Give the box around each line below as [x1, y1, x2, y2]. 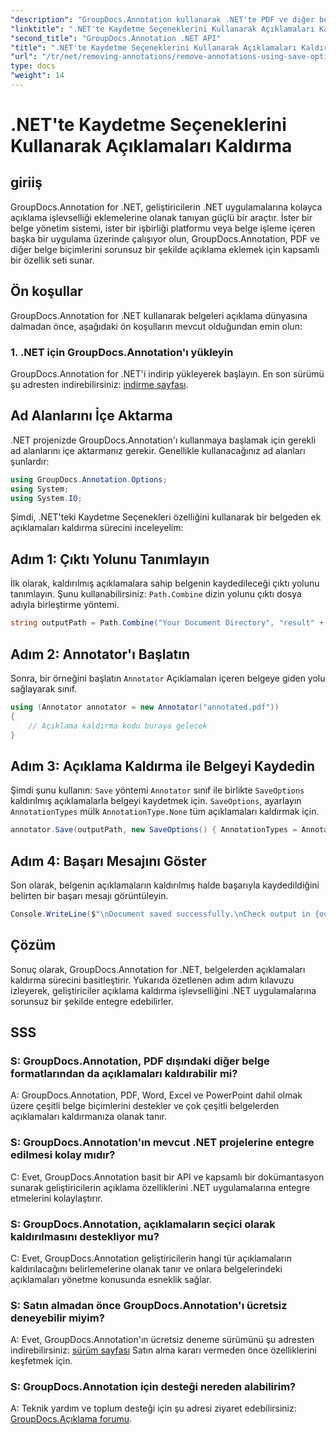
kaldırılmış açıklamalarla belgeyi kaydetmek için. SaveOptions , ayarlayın [10, 795, 302, 807]
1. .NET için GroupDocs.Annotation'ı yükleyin [10, 345, 234, 359]
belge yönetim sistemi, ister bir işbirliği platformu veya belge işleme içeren [10, 222, 316, 234]
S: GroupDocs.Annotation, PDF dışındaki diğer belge [10, 1054, 270, 1068]
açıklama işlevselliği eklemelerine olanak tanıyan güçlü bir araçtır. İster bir [10, 211, 313, 223]
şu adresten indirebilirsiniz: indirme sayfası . [10, 378, 189, 390]
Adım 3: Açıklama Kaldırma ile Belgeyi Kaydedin [10, 757, 316, 775]
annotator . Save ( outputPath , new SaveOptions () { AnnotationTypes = [10, 825, 298, 835]
